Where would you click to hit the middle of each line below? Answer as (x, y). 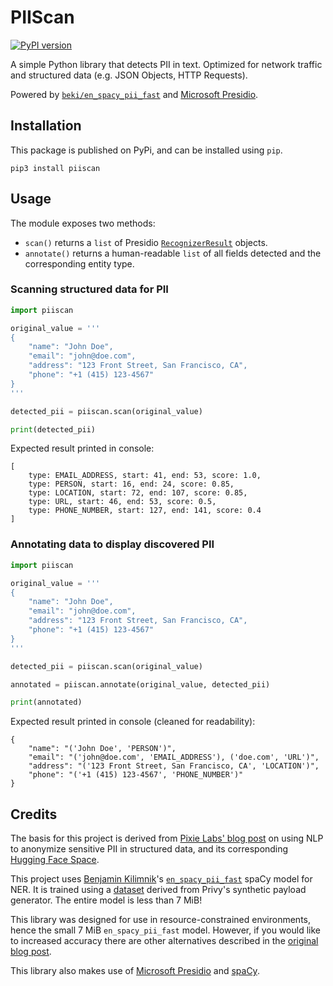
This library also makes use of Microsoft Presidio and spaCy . (135, 971)
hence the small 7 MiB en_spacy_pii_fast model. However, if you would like (165, 930)
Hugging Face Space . (55, 860)
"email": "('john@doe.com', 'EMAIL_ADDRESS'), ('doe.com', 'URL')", (174, 757)
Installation (46, 126)
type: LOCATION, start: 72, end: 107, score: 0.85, (138, 493)
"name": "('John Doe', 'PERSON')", (102, 749)
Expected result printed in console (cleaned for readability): (133, 722)
